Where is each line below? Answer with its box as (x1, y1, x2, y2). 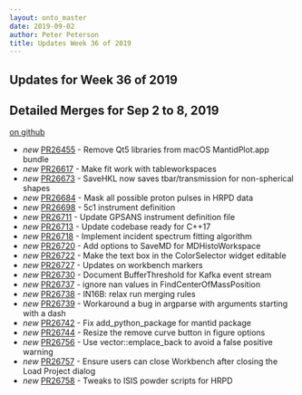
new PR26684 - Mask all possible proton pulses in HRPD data (22, 192, 254, 204)
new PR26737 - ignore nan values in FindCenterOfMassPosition (22, 279, 261, 290)
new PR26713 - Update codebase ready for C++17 (22, 221, 211, 232)
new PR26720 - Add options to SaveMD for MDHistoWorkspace (22, 241, 261, 252)
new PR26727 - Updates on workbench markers (22, 260, 203, 271)
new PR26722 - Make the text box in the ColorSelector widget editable (22, 250, 287, 261)
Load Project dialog (22, 366, 96, 377)
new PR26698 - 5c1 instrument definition (22, 202, 176, 213)
